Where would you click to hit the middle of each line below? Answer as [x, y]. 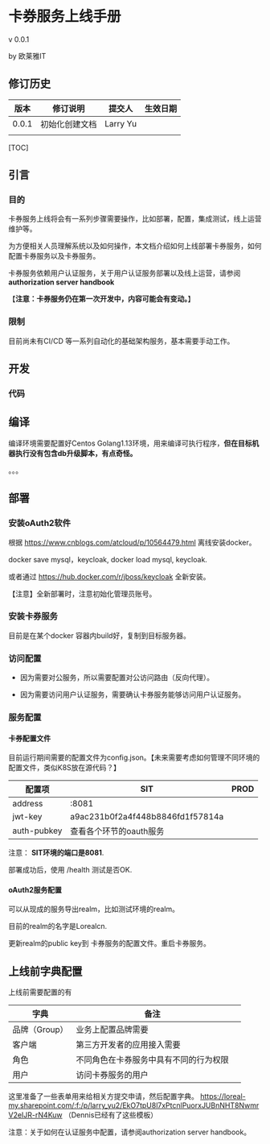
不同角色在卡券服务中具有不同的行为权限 [152, 1060]
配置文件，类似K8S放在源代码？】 [65, 768]
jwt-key [27, 817]
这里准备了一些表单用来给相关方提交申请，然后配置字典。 [103, 1096]
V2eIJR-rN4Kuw [35, 1115]
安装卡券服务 [33, 616]
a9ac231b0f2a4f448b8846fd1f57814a [147, 817]
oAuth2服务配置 [35, 889]
